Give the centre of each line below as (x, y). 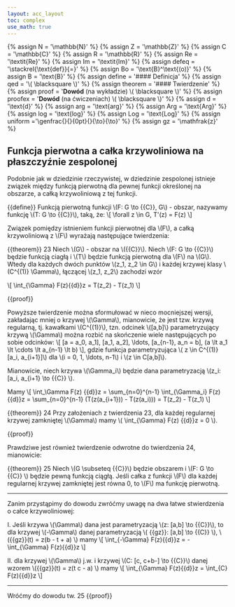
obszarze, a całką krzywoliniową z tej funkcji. (72, 194)
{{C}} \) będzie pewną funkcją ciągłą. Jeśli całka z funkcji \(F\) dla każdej (113, 476)
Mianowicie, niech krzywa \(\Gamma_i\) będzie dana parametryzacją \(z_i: (114, 371)
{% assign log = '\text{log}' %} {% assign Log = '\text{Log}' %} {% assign (114, 114)
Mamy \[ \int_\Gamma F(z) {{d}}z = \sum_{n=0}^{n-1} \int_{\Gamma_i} (107, 392)
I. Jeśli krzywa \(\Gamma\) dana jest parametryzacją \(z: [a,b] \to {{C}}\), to (115, 525)
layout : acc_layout (36, 14)
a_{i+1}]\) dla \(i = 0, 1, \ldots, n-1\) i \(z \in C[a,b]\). (93, 357)
